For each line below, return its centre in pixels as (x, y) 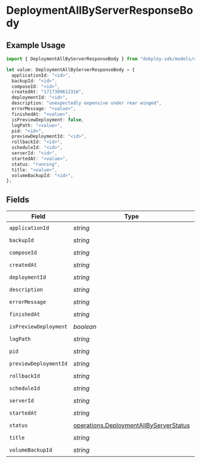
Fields (18, 199)
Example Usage (36, 45)
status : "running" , (36, 164)
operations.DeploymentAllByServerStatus (132, 425)
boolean (85, 327)
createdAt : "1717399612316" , (48, 92)
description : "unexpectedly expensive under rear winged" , (87, 103)
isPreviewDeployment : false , (48, 120)
